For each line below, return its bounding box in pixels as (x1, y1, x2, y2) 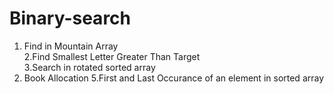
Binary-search (9, 7, 132, 30)
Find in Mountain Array (23, 40, 119, 52)
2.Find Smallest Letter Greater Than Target (23, 50, 201, 62)
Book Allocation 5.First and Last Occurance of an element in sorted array (23, 72, 325, 84)
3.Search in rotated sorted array (23, 61, 156, 73)
